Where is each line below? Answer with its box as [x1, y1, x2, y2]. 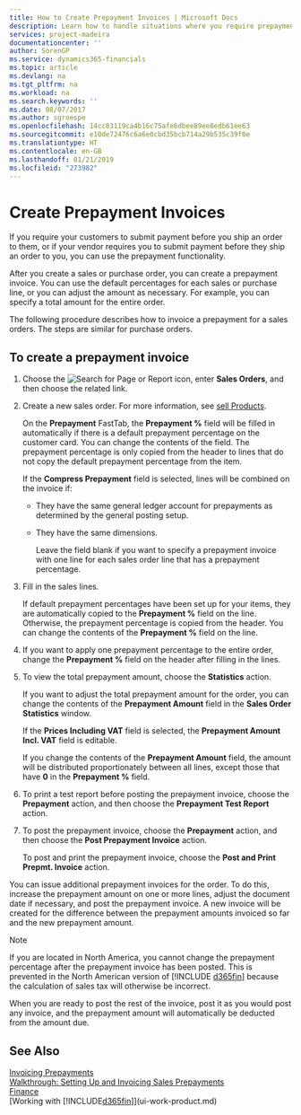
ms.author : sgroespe [9, 113, 87, 122]
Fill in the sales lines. [21, 581, 99, 593]
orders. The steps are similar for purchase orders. [9, 324, 193, 335]
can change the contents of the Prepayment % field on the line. [21, 628, 258, 638]
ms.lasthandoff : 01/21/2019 [9, 154, 115, 164]
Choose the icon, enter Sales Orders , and [21, 373, 284, 384]
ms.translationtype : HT [9, 138, 99, 147]
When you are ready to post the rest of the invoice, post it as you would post [9, 998, 292, 1009]
